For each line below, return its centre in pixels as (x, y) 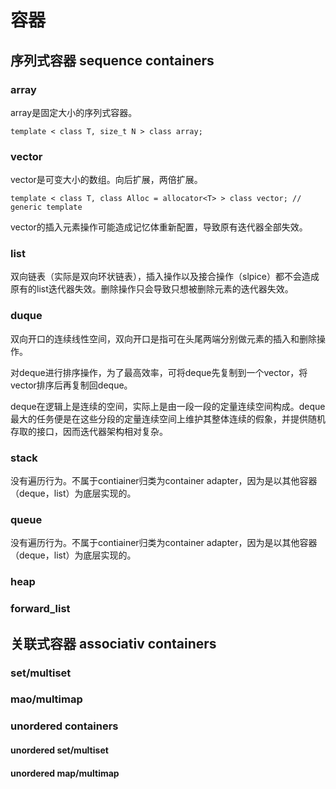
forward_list (40, 609)
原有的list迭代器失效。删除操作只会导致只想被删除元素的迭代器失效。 (152, 289)
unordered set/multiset (59, 750)
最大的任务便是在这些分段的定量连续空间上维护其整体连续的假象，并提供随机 (168, 418)
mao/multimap (46, 699)
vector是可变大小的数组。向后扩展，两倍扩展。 (106, 180)
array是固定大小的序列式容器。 (74, 112)
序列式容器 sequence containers (112, 60)
